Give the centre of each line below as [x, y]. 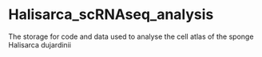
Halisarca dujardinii [40, 44]
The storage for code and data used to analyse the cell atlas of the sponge [131, 36]
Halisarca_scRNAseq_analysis [111, 15]
